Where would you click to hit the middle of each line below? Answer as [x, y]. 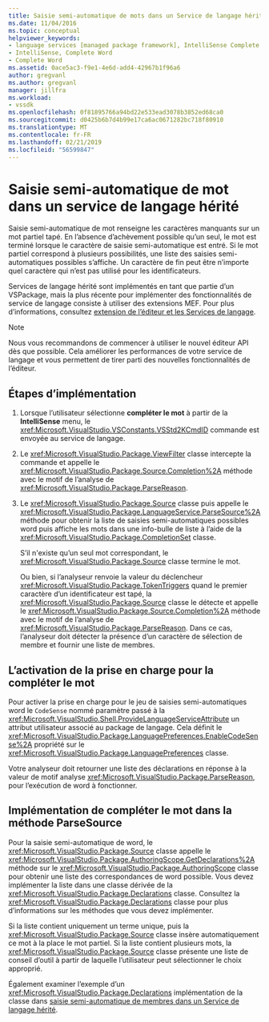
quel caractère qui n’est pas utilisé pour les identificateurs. [105, 271]
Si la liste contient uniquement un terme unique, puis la [99, 926]
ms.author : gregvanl [43, 82]
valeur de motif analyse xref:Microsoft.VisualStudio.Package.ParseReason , [132, 776]
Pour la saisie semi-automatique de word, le [81, 842]
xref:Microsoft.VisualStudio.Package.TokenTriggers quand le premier [134, 586]
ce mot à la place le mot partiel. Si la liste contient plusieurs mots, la [120, 943]
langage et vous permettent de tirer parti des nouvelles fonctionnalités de [129, 360]
